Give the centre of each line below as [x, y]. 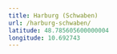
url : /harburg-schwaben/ [50, 23]
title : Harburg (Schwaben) [53, 15]
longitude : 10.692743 [44, 38]
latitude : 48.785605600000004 [59, 30]
